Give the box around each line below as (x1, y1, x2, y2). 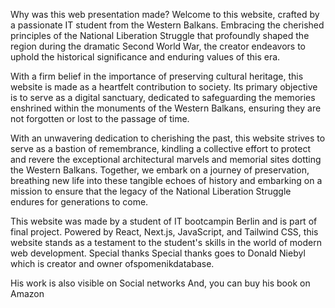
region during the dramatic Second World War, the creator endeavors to (10, 40, 307, 52)
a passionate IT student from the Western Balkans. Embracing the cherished (10, 19, 325, 31)
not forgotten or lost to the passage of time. (10, 113, 190, 124)
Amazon (10, 288, 45, 299)
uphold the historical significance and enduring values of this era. (10, 51, 281, 63)
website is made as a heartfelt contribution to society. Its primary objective (10, 81, 318, 93)
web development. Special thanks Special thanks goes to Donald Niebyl (10, 247, 306, 259)
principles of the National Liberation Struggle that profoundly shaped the (10, 30, 310, 41)
